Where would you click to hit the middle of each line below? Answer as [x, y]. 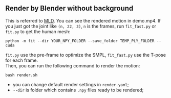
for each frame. [22, 60]
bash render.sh [22, 75]
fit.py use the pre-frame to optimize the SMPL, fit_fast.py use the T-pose [86, 55]
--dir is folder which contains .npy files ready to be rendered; [78, 90]
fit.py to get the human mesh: [38, 31]
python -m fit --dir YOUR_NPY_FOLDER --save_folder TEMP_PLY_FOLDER [80, 41]
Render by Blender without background [69, 8]
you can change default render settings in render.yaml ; [71, 84]
